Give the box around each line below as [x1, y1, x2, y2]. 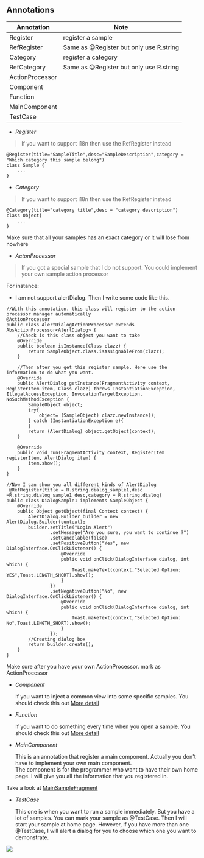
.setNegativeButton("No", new [49, 588, 127, 594]
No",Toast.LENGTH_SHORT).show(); [6, 620, 91, 626]
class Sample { [6, 162, 45, 168]
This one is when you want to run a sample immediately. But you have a [15, 807, 195, 815]
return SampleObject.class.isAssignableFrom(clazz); [28, 348, 165, 354]
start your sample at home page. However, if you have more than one [15, 820, 189, 828]
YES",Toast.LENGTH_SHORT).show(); [6, 572, 94, 578]
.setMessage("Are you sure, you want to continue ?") [49, 529, 189, 535]
